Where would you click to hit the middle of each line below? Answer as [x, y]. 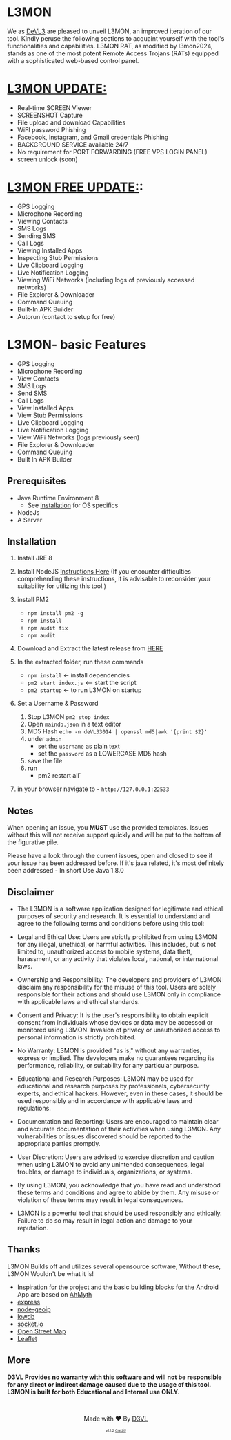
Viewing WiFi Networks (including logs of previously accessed [106, 280]
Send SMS [32, 393]
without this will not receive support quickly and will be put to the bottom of [114, 835]
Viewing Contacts [42, 221]
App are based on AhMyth [54, 1294]
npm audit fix [48, 628]
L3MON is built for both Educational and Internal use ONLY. [94, 1392]
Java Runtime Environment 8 [58, 498]
